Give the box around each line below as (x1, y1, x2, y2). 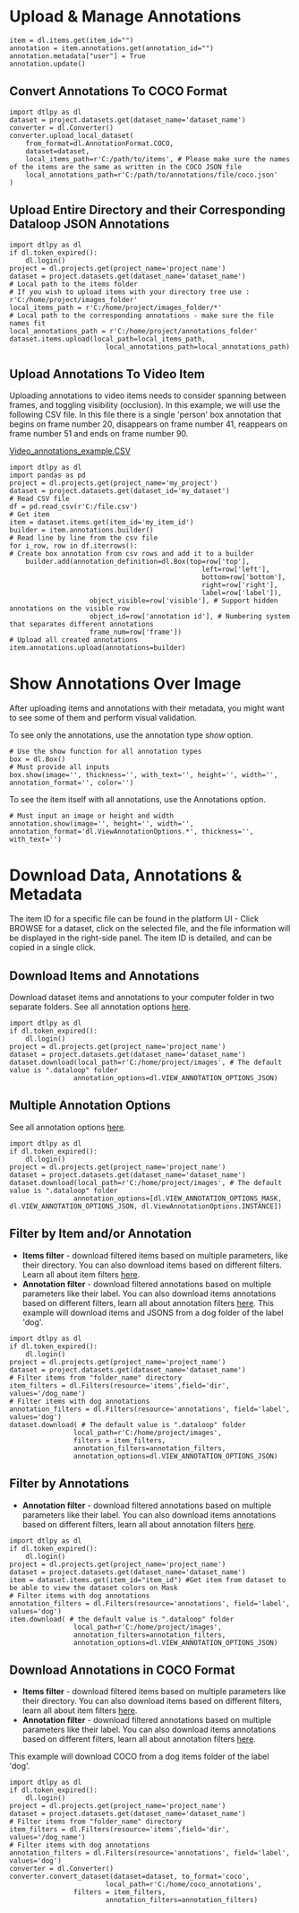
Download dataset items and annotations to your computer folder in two (9, 992, 275, 1003)
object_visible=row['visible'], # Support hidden (89, 596, 278, 606)
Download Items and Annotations (9, 968, 200, 983)
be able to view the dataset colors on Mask (9, 1583, 178, 1592)
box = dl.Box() (9, 755, 66, 764)
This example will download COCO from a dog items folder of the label (9, 1751, 269, 1762)
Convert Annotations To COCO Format (9, 83, 228, 100)
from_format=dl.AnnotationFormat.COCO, (25, 139, 175, 148)
